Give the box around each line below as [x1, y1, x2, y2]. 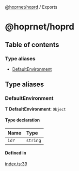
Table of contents [5, 40, 59, 49]
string [26, 137, 41, 143]
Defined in [5, 150, 27, 156]
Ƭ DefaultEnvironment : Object [5, 106, 66, 112]
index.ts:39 [5, 161, 28, 167]
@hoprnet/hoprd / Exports [5, 4, 58, 10]
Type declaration [5, 117, 40, 123]
